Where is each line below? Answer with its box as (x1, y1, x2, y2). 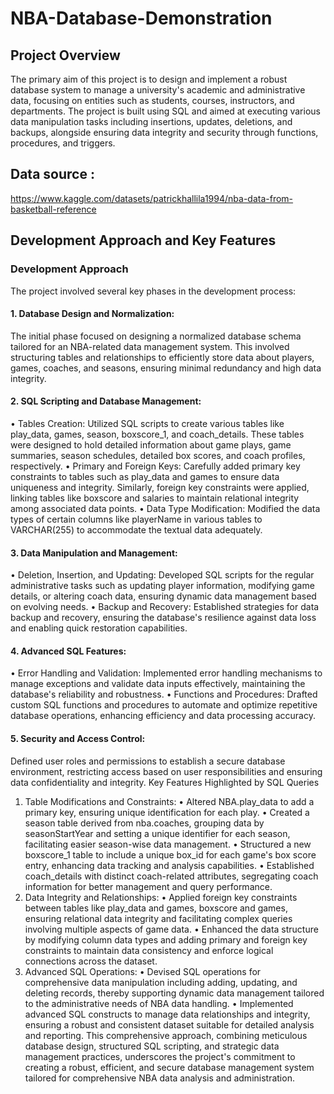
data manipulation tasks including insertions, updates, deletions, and (10, 116, 293, 127)
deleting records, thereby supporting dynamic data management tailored (24, 987, 325, 999)
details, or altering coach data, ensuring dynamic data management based (10, 590, 317, 602)
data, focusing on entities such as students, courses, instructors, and (10, 95, 295, 106)
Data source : (10, 166, 95, 183)
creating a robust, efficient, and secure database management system (24, 1061, 315, 1073)
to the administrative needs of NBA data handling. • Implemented (24, 997, 294, 1009)
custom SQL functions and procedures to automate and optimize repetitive (10, 699, 318, 711)
